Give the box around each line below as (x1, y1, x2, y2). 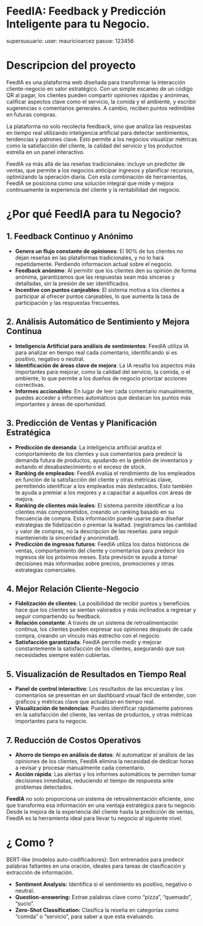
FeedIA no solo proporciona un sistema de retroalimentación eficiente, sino (6, 795, 195, 802)
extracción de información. (6, 868, 74, 876)
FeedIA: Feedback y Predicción (6, 4, 166, 18)
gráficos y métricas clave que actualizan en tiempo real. (15, 698, 155, 706)
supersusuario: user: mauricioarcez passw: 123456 (6, 37, 135, 44)
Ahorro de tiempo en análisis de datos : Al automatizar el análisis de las (15, 751, 194, 758)
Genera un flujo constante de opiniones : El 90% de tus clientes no (15, 247, 184, 254)
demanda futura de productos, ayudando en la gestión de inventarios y (15, 457, 193, 464)
